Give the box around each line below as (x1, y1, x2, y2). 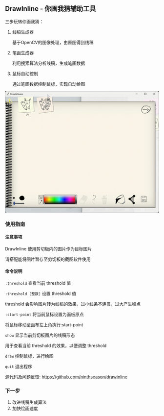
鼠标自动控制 (12, 71, 38, 76)
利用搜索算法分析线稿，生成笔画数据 (12, 60, 85, 66)
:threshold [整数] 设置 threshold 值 (5, 291, 77, 296)
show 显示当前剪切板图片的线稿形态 (5, 332, 75, 338)
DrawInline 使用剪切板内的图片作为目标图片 (5, 245, 92, 251)
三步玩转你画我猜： (5, 19, 44, 24)
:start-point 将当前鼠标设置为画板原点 (5, 311, 84, 317)
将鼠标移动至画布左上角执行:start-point (5, 321, 83, 327)
